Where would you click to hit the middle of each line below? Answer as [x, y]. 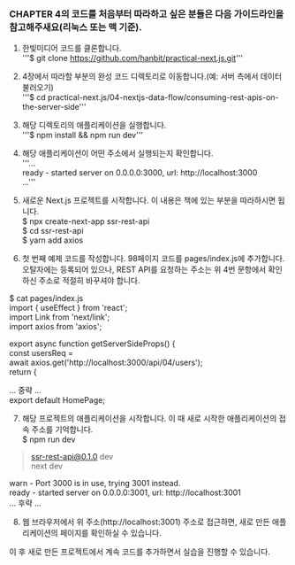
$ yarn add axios [53, 240]
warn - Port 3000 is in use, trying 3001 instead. [95, 484]
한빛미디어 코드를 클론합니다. [72, 48]
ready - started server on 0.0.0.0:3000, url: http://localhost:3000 [140, 173]
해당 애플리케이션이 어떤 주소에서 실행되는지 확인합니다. [117, 153]
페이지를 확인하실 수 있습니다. [111, 533]
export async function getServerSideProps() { [92, 344]
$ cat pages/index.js [46, 298]
